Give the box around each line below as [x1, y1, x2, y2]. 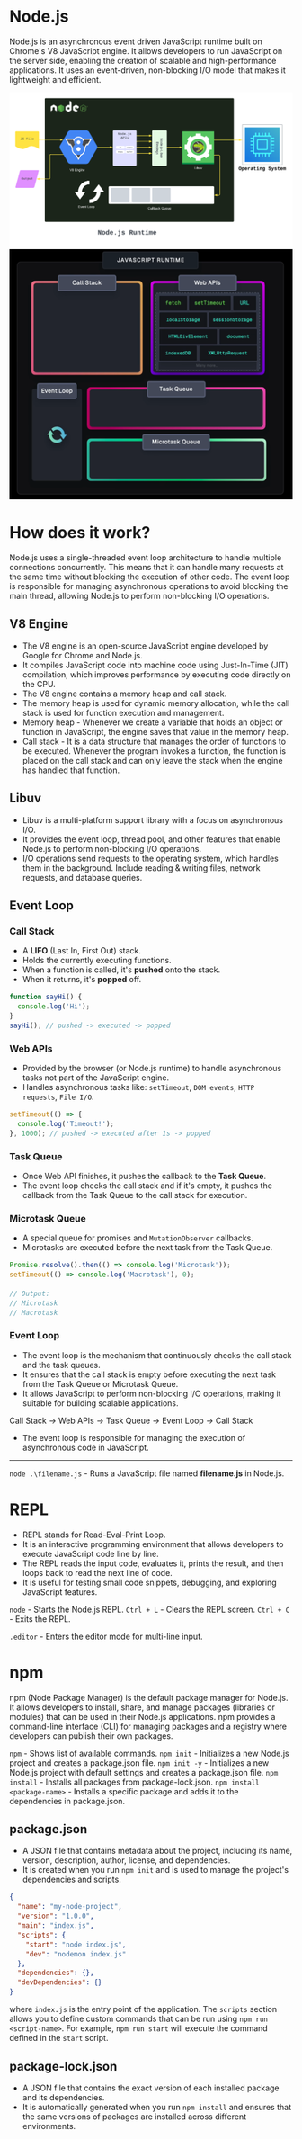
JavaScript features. [22, 1586, 98, 1598]
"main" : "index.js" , [17, 1921, 94, 1930]
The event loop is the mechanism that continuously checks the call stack [22, 1349, 292, 1360]
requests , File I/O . [22, 1091, 94, 1103]
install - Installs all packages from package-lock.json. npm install [9, 1777, 261, 1787]
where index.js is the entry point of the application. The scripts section [9, 2004, 277, 2015]
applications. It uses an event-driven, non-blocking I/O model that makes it [9, 65, 286, 76]
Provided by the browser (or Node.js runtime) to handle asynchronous [22, 1063, 282, 1074]
